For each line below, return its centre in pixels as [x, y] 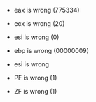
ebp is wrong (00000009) [52, 51]
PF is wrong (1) [35, 78]
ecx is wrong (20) [39, 23]
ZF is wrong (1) [35, 91]
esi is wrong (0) [36, 37]
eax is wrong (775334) [47, 10]
